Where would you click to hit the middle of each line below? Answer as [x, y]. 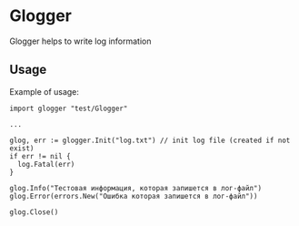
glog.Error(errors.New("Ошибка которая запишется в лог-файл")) [134, 196]
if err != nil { [40, 156]
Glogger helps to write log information [80, 41]
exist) [22, 148]
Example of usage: [45, 91]
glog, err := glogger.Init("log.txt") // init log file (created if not [150, 140]
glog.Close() [34, 212]
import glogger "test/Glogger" [69, 108]
